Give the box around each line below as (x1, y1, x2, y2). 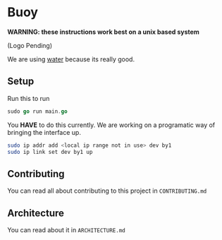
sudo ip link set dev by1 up (7, 148, 93, 155)
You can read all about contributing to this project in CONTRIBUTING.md (7, 186, 207, 195)
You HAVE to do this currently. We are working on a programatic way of (7, 121, 216, 129)
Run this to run (7, 94, 50, 102)
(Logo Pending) (7, 41, 53, 49)
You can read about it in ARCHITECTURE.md (7, 226, 125, 234)
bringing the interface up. (7, 128, 81, 136)
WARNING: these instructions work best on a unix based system (7, 28, 199, 36)
